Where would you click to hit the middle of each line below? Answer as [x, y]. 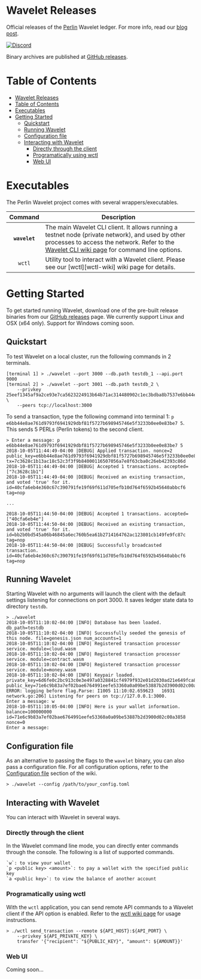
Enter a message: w [31, 702]
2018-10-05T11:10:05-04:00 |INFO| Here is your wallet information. [93, 707]
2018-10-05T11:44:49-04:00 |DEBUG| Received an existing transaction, [96, 477]
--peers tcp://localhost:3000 [55, 405]
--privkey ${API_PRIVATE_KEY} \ [57, 936]
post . [13, 33]
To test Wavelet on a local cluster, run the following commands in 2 [89, 356]
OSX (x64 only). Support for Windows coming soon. [70, 323]
